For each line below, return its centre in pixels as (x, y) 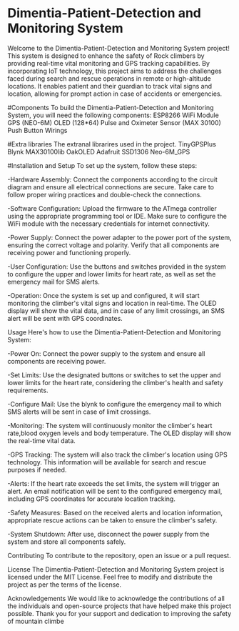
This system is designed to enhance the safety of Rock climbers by (106, 56)
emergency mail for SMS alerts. (54, 282)
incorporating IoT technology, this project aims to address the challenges (115, 71)
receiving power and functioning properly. (69, 252)
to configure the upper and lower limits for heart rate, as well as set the (112, 274)
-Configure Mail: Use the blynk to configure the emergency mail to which (115, 404)
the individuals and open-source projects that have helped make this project (119, 606)
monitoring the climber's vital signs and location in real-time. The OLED (112, 303)
